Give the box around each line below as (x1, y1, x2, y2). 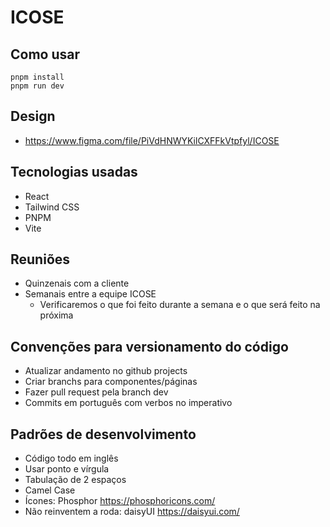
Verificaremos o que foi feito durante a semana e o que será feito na (39, 299, 321, 311)
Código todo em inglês (24, 452, 119, 465)
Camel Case (24, 484, 76, 496)
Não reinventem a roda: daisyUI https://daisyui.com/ (24, 506, 240, 518)
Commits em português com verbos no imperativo (24, 397, 233, 409)
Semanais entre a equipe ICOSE (24, 288, 157, 300)
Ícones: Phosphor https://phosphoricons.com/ (24, 495, 216, 507)
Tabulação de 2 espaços (24, 474, 127, 486)
